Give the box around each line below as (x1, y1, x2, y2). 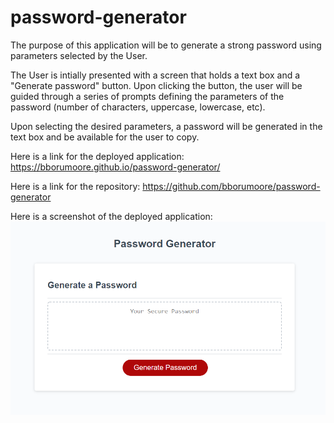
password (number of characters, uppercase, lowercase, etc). (10, 101, 266, 113)
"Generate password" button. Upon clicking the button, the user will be (10, 79, 303, 91)
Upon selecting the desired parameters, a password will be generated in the (10, 120, 323, 132)
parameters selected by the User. (10, 49, 148, 61)
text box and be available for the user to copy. (10, 131, 200, 143)
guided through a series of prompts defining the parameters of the (10, 90, 285, 102)
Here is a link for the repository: (10, 180, 141, 192)
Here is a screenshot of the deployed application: (10, 210, 213, 222)
